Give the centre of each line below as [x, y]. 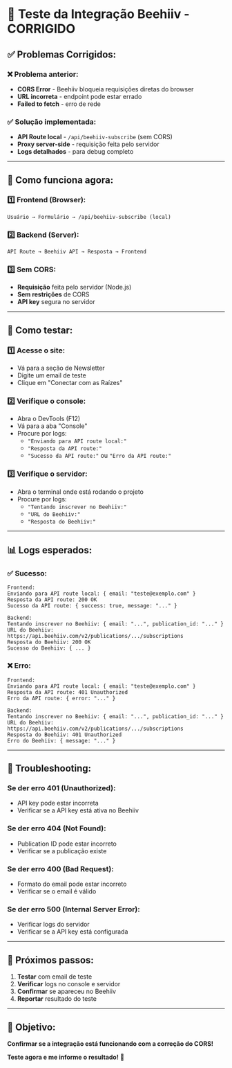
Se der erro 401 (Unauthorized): [61, 788]
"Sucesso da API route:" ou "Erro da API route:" [99, 456]
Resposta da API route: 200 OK [52, 600]
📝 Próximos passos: [51, 960]
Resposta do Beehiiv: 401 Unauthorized [65, 735]
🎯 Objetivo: [31, 1027]
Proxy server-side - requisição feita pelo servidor [88, 144]
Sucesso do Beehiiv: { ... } [49, 648]
